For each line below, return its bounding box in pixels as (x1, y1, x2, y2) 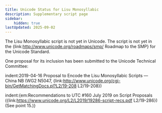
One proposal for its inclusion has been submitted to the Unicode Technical (5, 58, 156, 64)
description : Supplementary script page (5, 12, 89, 16)
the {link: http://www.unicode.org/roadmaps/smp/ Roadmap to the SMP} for (5, 44, 156, 49)
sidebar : (5, 16, 23, 21)
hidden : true (14, 20, 40, 26)
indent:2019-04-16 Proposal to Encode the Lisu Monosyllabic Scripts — (5, 73, 148, 79)
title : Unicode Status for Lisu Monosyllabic (5, 7, 99, 12)
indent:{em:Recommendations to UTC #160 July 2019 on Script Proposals (5, 93, 153, 98)
